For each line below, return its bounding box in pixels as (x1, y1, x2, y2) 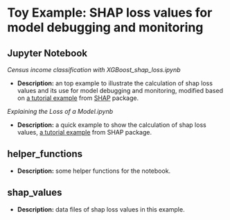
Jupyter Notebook (7, 47, 88, 59)
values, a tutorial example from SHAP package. (17, 128, 152, 136)
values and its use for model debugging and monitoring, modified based (17, 87, 224, 94)
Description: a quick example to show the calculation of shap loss (17, 121, 206, 129)
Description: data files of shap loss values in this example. (17, 205, 185, 213)
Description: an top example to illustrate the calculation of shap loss (17, 79, 213, 87)
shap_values (7, 187, 62, 198)
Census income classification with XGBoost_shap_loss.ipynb (7, 66, 182, 74)
